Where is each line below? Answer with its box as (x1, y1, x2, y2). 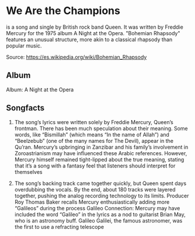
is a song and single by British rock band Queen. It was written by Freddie (6, 23, 184, 30)
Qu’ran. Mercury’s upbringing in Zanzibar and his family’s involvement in (14, 143, 189, 151)
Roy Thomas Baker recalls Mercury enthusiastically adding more (14, 198, 170, 206)
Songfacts (6, 103, 45, 113)
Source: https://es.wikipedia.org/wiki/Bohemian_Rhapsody (6, 53, 147, 60)
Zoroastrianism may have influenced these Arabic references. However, (14, 149, 187, 156)
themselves (14, 168, 43, 175)
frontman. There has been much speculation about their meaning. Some (14, 125, 188, 132)
